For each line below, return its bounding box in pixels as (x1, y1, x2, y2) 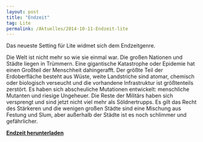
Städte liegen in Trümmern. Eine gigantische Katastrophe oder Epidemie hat (6, 60, 195, 67)
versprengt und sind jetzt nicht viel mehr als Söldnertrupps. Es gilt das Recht (6, 99, 197, 106)
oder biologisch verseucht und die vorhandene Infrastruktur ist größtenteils (6, 79, 194, 87)
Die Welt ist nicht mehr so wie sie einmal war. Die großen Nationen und (6, 54, 183, 61)
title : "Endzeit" (6, 14, 50, 20)
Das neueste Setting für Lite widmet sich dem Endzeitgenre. (6, 42, 156, 49)
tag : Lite (6, 20, 31, 26)
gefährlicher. (6, 118, 38, 125)
